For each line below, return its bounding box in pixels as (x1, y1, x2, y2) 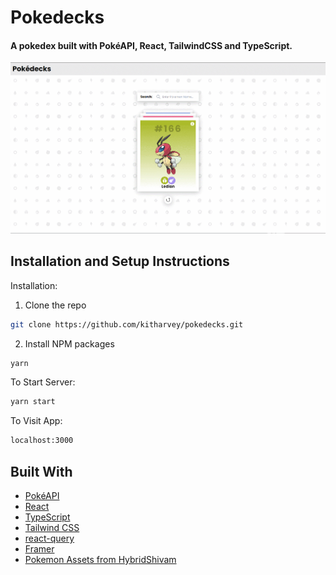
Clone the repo (24, 299, 87, 311)
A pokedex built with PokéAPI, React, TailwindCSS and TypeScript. (10, 39, 293, 51)
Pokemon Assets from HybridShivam (24, 553, 177, 565)
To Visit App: (10, 415, 63, 427)
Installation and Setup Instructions (10, 253, 230, 270)
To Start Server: (10, 376, 76, 388)
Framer (24, 542, 55, 555)
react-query (24, 532, 75, 544)
